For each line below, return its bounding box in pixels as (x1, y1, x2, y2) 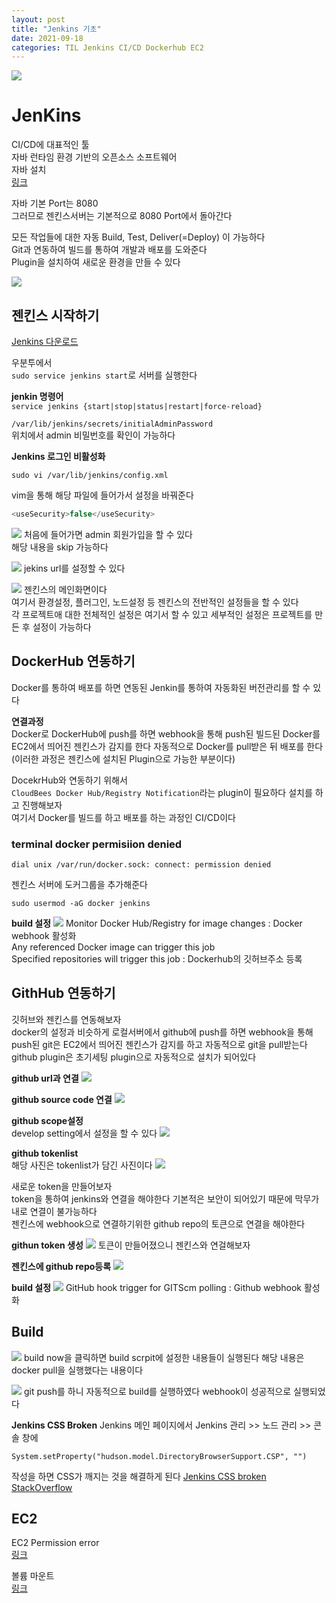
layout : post (11, 14, 66, 25)
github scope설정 (11, 1114, 84, 1126)
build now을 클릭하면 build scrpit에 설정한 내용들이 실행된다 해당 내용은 (23, 1351, 305, 1363)
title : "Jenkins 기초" (11, 24, 102, 34)
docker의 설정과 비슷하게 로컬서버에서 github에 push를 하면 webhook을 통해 (11, 1026, 314, 1038)
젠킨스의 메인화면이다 (23, 583, 108, 595)
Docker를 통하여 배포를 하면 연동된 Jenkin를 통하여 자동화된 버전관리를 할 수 (11, 681, 311, 693)
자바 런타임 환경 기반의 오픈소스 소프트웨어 (11, 151, 178, 163)
